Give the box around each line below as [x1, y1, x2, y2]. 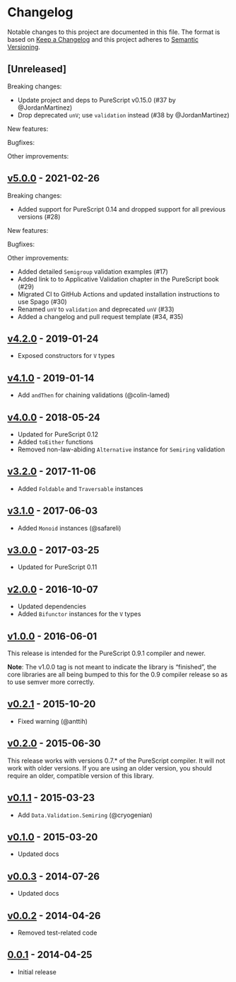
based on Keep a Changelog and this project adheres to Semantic [7, 35, 199, 43]
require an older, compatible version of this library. [7, 771, 154, 780]
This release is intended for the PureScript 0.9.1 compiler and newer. [7, 649, 206, 658]
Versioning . [7, 42, 41, 51]
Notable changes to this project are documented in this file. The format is [7, 28, 220, 36]
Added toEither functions [17, 438, 94, 446]
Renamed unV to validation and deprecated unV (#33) [17, 305, 175, 313]
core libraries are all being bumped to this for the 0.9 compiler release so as [7, 670, 228, 679]
